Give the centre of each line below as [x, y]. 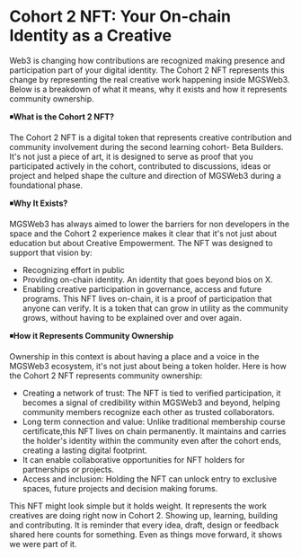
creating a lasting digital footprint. [85, 450]
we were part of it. [43, 544]
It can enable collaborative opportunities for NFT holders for [133, 459]
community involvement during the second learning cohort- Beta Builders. [146, 146]
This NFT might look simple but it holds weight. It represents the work [138, 506]
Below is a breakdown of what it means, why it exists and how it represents [148, 89]
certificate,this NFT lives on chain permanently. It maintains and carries [154, 431]
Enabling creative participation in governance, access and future [142, 288]
